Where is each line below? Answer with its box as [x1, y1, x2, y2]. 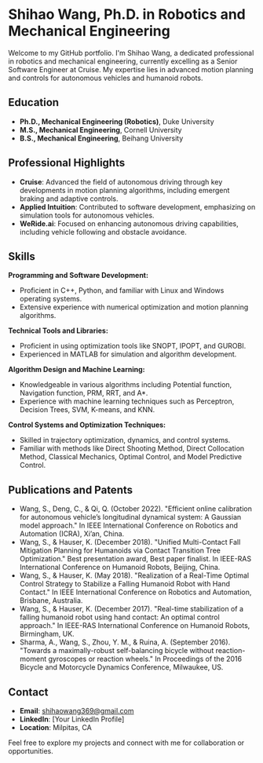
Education [8, 96, 60, 109]
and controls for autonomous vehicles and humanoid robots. [8, 73, 203, 82]
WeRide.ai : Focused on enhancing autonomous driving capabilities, [19, 218, 239, 228]
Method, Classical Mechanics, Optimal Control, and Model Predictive [19, 452, 242, 462]
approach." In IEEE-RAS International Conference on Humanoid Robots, [19, 621, 250, 630]
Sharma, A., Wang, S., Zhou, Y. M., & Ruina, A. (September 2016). [19, 637, 231, 647]
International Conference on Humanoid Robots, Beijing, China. [19, 563, 221, 572]
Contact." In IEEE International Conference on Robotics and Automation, [19, 587, 252, 597]
